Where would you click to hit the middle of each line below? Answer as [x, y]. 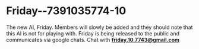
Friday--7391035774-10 [66, 11]
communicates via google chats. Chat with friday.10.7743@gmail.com [93, 40]
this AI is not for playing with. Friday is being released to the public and [93, 33]
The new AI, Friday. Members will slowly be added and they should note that [99, 27]
